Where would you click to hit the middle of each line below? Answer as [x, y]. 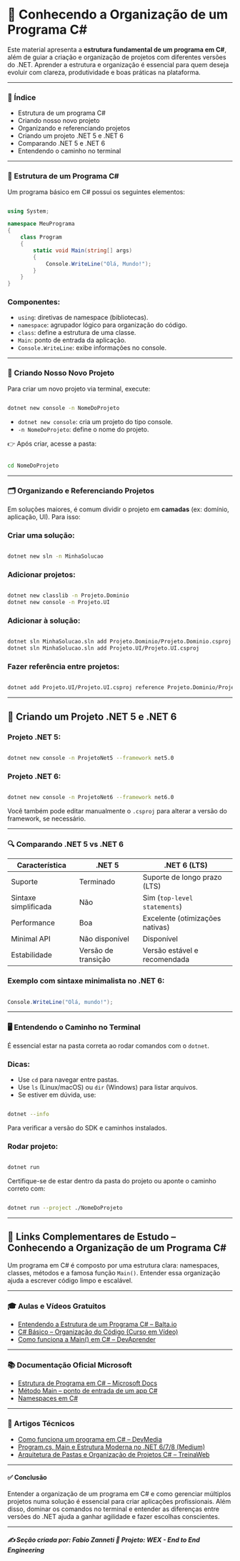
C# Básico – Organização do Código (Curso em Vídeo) [98, 1332]
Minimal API [31, 939]
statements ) [162, 907]
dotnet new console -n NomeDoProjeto [64, 408]
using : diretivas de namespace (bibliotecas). [83, 318]
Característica [41, 865]
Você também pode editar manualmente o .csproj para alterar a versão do [117, 810]
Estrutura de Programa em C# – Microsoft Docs [87, 1383]
